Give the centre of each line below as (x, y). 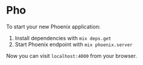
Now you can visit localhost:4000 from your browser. (71, 56)
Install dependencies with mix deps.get (63, 38)
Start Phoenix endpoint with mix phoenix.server (74, 44)
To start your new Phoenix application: (53, 27)
